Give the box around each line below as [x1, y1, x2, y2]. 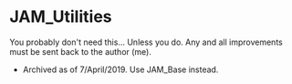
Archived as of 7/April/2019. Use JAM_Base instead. [22, 64, 219, 75]
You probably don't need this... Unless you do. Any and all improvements [9, 37, 283, 47]
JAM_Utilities [9, 6, 112, 27]
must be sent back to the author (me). [9, 46, 152, 57]
